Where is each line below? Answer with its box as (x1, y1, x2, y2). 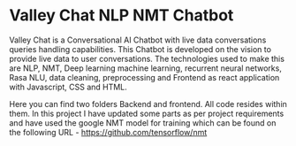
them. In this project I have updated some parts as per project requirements (9, 108, 285, 119)
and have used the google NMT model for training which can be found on (9, 117, 277, 128)
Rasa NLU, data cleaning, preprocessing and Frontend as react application (9, 72, 280, 82)
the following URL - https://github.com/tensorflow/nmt (9, 127, 208, 137)
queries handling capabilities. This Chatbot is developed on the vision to (9, 43, 272, 54)
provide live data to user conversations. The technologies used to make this (9, 53, 285, 64)
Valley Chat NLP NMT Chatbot (9, 5, 234, 26)
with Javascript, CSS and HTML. (9, 81, 128, 92)
